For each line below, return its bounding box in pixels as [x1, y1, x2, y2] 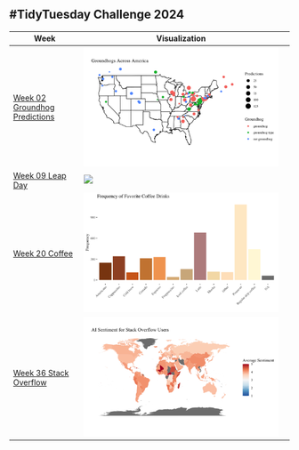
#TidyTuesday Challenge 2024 [9, 7, 185, 22]
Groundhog [12, 102, 55, 113]
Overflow [12, 377, 47, 388]
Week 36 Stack [12, 367, 69, 378]
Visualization [156, 33, 206, 44]
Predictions [12, 111, 55, 123]
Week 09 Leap [12, 170, 67, 181]
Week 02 [12, 92, 47, 103]
